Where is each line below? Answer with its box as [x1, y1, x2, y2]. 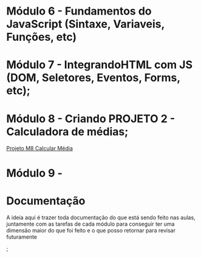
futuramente [6, 233, 38, 241]
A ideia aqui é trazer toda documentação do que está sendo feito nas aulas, [6, 214, 196, 221]
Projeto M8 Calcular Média [6, 145, 73, 152]
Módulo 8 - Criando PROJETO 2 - [6, 111, 175, 125]
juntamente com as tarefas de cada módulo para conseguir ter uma [6, 220, 175, 228]
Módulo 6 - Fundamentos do [6, 4, 152, 18]
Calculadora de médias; [6, 125, 129, 138]
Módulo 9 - [6, 166, 63, 180]
